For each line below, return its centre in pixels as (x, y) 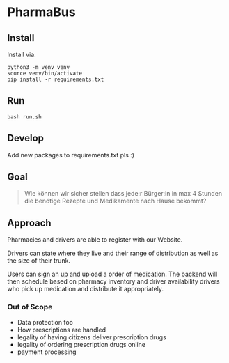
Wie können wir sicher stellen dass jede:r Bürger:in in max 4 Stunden (123, 194)
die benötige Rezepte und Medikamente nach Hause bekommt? (115, 201)
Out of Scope (30, 307)
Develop (25, 138)
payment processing (47, 352)
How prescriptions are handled (62, 330)
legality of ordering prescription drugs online (81, 344)
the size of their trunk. (39, 261)
